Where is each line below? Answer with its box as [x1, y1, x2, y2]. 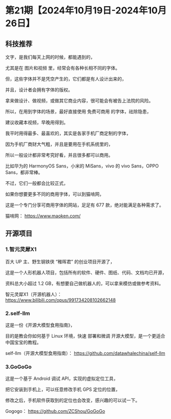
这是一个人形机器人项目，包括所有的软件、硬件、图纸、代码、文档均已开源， [5, 269, 167, 276]
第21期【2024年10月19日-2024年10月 [5, 5, 167, 16]
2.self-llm [5, 309, 30, 317]
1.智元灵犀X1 [5, 246, 37, 253]
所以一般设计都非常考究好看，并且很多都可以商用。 [5, 152, 113, 158]
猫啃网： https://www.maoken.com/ [5, 213, 81, 219]
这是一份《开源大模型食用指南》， [5, 322, 75, 328]
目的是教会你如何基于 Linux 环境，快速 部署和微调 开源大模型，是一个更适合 [5, 332, 165, 339]
